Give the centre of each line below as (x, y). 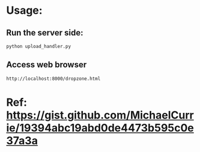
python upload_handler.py (38, 46)
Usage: (25, 11)
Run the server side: (45, 33)
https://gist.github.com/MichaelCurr (100, 115)
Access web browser (47, 65)
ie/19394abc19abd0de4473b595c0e (100, 128)
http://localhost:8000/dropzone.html (53, 79)
